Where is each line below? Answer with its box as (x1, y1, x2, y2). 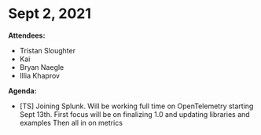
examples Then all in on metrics (19, 118, 123, 127)
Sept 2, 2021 (8, 5, 92, 23)
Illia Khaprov (19, 71, 61, 80)
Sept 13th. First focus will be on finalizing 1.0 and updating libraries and (19, 109, 250, 119)
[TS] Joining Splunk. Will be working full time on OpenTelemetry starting (19, 101, 254, 111)
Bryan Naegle (19, 62, 64, 71)
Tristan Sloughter (19, 46, 76, 55)
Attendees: (8, 31, 46, 40)
